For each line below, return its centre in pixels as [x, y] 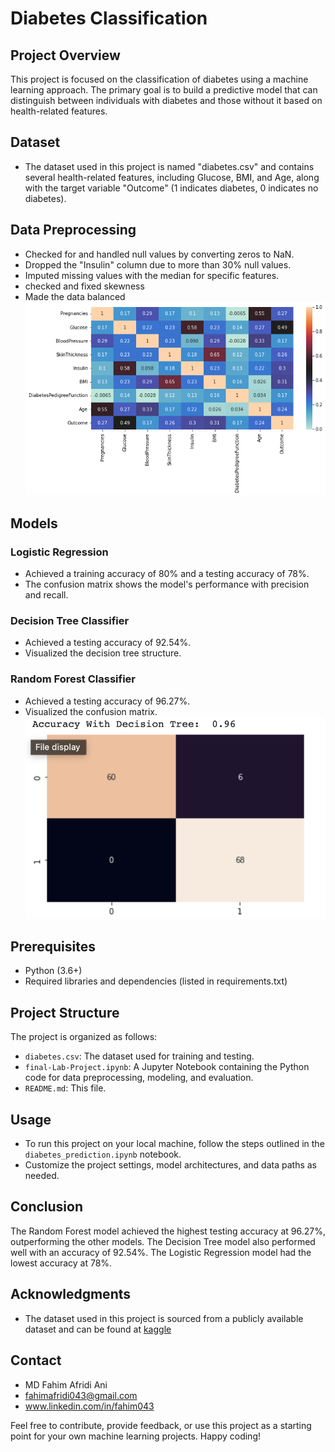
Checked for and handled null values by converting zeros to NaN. [159, 254]
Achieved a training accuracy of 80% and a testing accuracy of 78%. [167, 574]
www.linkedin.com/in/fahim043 [89, 1406]
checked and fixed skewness [84, 286]
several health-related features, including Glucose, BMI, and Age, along [172, 177]
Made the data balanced [75, 296]
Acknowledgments [71, 1294]
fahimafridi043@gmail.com [81, 1395]
